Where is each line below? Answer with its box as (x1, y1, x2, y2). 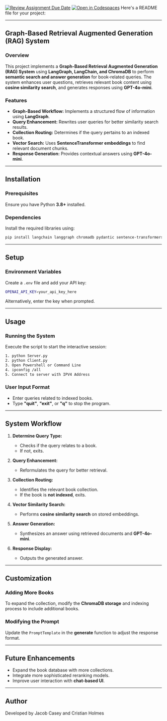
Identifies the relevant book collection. (19, 486, 98, 492)
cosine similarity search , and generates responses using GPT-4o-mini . (5, 84, 153, 90)
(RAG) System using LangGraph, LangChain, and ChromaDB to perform (5, 68, 154, 74)
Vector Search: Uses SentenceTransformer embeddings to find (12, 140, 146, 146)
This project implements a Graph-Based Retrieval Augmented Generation (5, 63, 158, 69)
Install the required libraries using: (5, 225, 75, 231)
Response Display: (12, 545, 52, 551)
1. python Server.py (5, 353, 48, 359)
